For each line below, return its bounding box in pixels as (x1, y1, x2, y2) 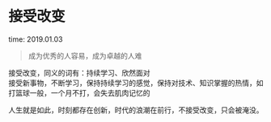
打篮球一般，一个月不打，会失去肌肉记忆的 (8, 87, 150, 97)
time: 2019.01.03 (8, 34, 63, 44)
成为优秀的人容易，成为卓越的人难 (28, 51, 142, 60)
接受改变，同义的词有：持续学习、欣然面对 (8, 67, 150, 77)
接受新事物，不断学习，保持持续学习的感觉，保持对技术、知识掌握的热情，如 (8, 78, 264, 87)
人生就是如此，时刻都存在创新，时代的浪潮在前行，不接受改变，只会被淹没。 (8, 105, 264, 115)
